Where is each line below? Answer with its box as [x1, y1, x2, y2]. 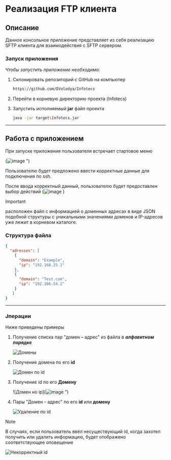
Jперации [5, 312, 32, 320]
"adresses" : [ [10, 248, 40, 253]
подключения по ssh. [5, 173, 52, 179]
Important [5, 198, 26, 204]
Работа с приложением [5, 134, 84, 143]
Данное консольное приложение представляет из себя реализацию [5, 37, 154, 43]
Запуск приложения [5, 55, 59, 62]
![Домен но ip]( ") [12, 389, 69, 395]
